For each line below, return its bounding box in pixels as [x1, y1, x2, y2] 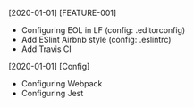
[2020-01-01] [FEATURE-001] [8, 8, 117, 18]
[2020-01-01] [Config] [8, 62, 90, 71]
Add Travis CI [21, 44, 72, 54]
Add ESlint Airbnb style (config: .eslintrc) [21, 35, 172, 45]
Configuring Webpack [21, 78, 103, 88]
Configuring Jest [21, 88, 84, 98]
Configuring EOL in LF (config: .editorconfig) [21, 25, 186, 35]
